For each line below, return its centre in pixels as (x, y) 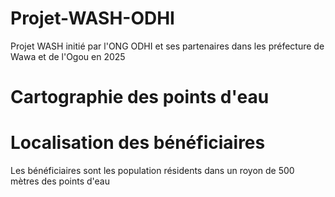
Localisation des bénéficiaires (138, 143)
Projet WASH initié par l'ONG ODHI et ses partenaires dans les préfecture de (167, 46)
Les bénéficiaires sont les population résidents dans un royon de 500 (152, 171)
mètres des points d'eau (60, 181)
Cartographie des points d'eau (140, 97)
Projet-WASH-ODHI (92, 18)
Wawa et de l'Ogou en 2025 (68, 56)
